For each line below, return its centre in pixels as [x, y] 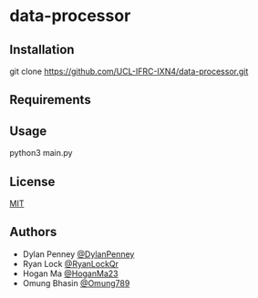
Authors [33, 232]
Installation [42, 50]
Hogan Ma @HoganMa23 [70, 273]
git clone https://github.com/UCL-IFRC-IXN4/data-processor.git [129, 71]
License [32, 182]
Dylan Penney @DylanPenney [78, 254]
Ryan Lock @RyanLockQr [71, 263]
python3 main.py [41, 153]
